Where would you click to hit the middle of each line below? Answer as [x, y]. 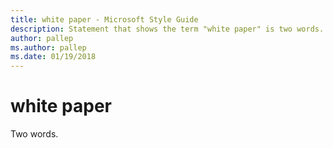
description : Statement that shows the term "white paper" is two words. [167, 29]
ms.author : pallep [48, 47]
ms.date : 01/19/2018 [53, 57]
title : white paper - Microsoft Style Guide [104, 19]
